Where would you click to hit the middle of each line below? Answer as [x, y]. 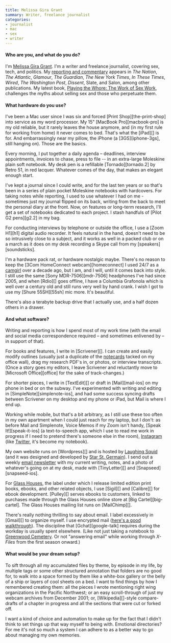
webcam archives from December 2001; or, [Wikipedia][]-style [71, 598]
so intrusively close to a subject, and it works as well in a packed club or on [84, 239]
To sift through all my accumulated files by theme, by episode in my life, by [84, 565]
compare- [148, 598]
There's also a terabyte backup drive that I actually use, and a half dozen [82, 302]
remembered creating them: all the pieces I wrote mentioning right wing [81, 587]
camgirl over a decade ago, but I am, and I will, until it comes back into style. [86, 270]
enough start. [19, 175]
